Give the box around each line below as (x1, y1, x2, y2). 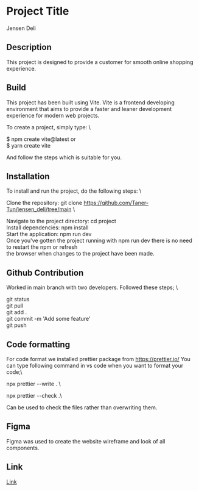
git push (6, 321, 27, 329)
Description (6, 42, 52, 52)
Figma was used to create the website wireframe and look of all (6, 437, 166, 445)
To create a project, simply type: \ (6, 123, 91, 131)
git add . (6, 309, 27, 316)
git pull (6, 302, 24, 309)
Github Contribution (6, 267, 84, 278)
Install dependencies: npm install (6, 224, 89, 231)
